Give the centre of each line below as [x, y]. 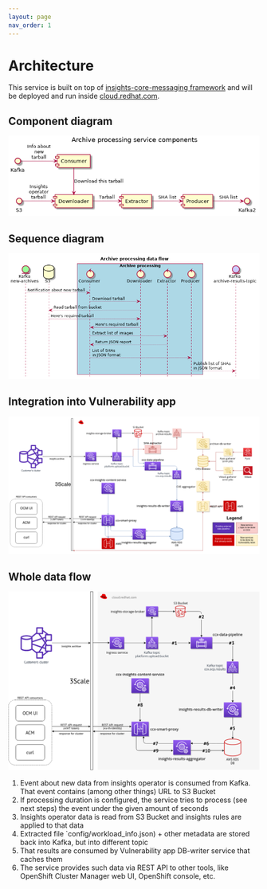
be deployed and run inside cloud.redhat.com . [84, 96]
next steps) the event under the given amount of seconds [114, 808]
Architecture [51, 66]
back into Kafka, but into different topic [84, 842]
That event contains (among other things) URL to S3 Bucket [118, 791]
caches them [41, 859]
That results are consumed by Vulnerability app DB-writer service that [135, 850]
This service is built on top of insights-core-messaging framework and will [130, 88]
